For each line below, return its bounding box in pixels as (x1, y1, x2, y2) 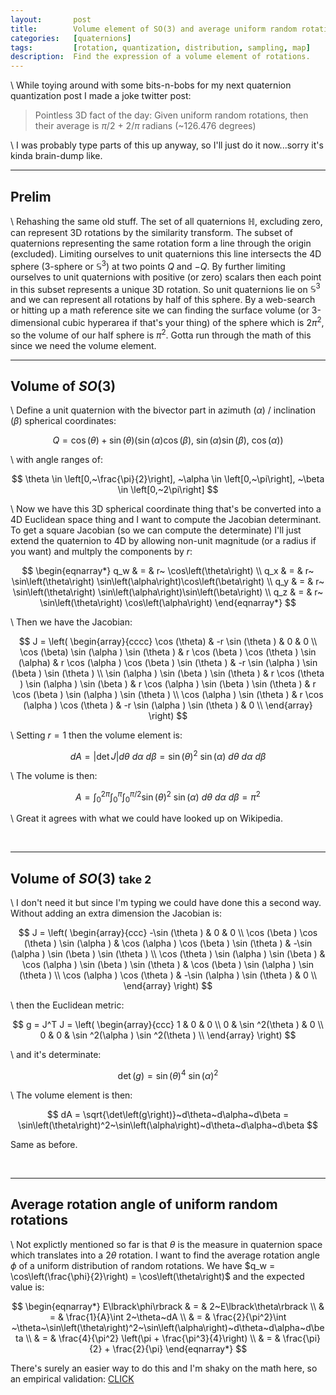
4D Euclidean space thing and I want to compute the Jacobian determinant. (10, 514, 322, 526)
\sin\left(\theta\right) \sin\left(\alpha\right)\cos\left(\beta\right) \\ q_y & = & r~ (11, 576, 325, 588)
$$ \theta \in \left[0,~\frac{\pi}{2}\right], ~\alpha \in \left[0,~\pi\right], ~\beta (11, 473, 325, 485)
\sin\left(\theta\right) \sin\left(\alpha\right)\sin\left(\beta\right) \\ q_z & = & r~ (12, 586, 324, 598)
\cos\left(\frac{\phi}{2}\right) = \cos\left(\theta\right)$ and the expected (10, 1270, 305, 1282)
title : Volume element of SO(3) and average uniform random (10, 24, 298, 34)
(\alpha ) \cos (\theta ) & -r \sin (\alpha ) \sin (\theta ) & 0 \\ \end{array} (23, 699, 313, 711)
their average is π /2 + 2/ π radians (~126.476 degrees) (34, 120, 257, 132)
